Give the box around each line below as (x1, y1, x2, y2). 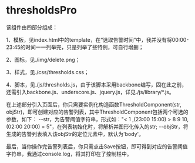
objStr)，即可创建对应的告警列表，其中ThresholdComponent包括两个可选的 (6, 108, 189, 115)
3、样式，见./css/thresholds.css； (6, 68, 89, 75)
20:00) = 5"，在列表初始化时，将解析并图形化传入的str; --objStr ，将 (23, 123, 189, 130)
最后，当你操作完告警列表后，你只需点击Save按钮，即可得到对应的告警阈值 (6, 142, 188, 150)
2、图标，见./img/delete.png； (6, 56, 80, 63)
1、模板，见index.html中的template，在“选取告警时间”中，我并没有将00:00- (6, 36, 189, 43)
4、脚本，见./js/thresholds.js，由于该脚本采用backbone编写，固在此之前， (6, 81, 187, 88)
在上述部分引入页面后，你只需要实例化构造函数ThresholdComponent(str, (6, 101, 182, 108)
